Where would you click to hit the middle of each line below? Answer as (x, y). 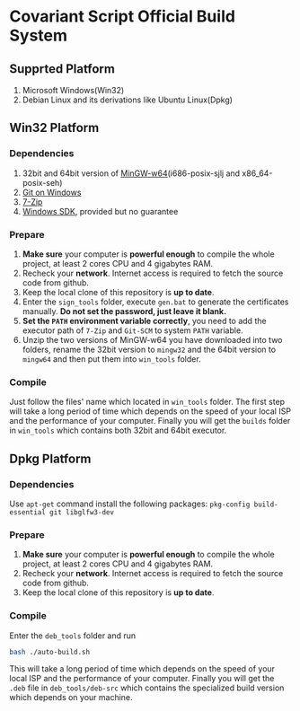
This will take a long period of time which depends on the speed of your (142, 669)
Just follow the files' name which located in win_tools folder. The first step (147, 402)
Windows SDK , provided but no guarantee (100, 211)
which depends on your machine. (71, 698)
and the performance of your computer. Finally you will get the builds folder (150, 421)
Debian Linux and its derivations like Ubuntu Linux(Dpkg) (128, 100)
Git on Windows (52, 192)
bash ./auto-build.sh (50, 652)
